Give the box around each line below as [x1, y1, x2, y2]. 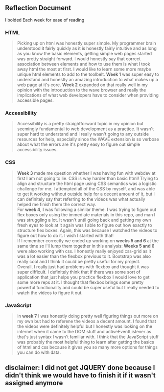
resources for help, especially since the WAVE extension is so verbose [17, 137, 159, 142]
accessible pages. [17, 97, 54, 103]
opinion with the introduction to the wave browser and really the [17, 87, 146, 93]
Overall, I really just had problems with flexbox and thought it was [17, 264, 149, 270]
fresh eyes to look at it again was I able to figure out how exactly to [17, 222, 153, 228]
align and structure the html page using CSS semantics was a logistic [17, 181, 157, 186]
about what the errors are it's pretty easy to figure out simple [17, 141, 141, 147]
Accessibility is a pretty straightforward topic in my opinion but [17, 121, 143, 127]
